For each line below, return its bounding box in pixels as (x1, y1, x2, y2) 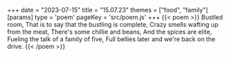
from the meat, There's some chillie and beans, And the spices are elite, (7, 27, 213, 36)
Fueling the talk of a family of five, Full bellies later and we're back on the (7, 35, 216, 43)
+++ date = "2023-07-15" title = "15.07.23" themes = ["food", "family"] (7, 6, 209, 14)
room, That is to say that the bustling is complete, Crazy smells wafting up (7, 21, 219, 28)
